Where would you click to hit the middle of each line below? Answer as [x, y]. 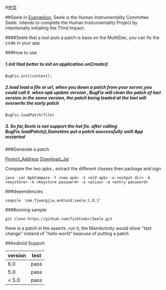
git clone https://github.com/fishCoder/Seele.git [59, 219]
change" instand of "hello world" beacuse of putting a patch [67, 233]
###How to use [21, 52]
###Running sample [26, 210]
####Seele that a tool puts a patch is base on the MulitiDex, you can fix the [82, 37]
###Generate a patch [27, 149]
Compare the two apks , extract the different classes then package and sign [83, 168]
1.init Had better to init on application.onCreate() [57, 64]
